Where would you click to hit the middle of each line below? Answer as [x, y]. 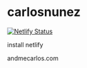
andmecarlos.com [33, 58]
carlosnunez [44, 12]
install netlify [25, 44]
